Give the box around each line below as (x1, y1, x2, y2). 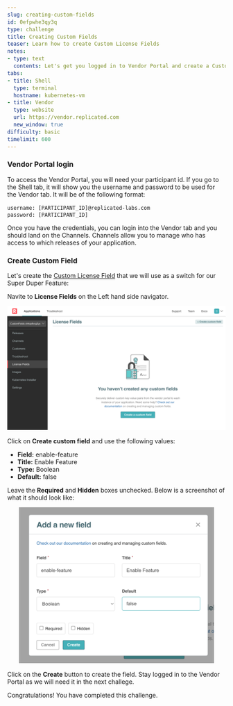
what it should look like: (7, 493, 75, 502)
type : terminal (13, 84, 58, 92)
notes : (7, 48, 26, 55)
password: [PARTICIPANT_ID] (7, 211, 89, 218)
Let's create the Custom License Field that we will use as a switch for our (7, 272, 216, 280)
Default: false (17, 473, 57, 481)
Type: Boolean (17, 465, 60, 473)
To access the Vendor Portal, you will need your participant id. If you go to (7, 175, 220, 183)
